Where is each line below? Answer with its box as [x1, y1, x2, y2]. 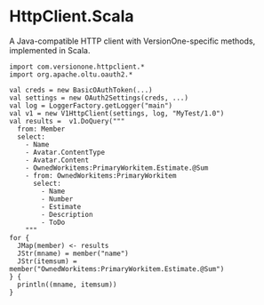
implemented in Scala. [9, 44, 91, 55]
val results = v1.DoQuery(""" [9, 116, 125, 125]
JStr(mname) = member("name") [17, 249, 129, 258]
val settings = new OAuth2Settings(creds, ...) [9, 93, 189, 102]
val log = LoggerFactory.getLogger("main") [9, 100, 173, 110]
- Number [41, 194, 74, 204]
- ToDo [41, 218, 66, 227]
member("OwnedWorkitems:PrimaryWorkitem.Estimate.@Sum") [9, 264, 225, 273]
